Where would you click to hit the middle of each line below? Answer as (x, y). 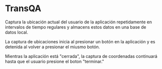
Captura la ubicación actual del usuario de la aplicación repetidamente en (78, 22)
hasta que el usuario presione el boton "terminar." (55, 61)
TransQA (23, 9)
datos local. (16, 32)
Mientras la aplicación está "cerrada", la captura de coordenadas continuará (81, 56)
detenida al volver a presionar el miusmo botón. (53, 47)
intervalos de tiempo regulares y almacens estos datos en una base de (76, 27)
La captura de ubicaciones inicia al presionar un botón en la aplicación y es (80, 41)
